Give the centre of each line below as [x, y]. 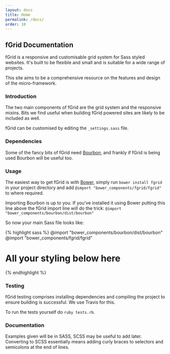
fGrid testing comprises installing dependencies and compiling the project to [85, 297]
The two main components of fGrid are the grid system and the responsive [83, 107]
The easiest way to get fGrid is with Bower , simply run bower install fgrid [84, 182]
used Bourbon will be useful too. [39, 158]
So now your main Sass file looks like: [45, 223]
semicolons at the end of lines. [37, 347]
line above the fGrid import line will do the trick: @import [63, 208]
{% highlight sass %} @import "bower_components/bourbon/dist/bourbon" [84, 232]
